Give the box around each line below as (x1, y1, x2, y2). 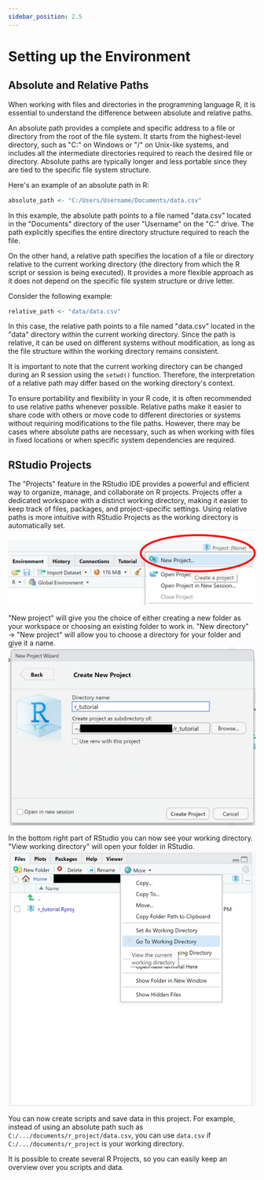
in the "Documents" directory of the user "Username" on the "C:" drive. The (8, 219, 254, 228)
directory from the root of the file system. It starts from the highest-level (8, 131, 242, 141)
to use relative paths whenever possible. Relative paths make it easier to (8, 402, 242, 412)
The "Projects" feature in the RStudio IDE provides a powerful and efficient (8, 480, 250, 489)
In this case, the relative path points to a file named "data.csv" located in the (8, 322, 255, 331)
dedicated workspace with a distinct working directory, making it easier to (8, 496, 247, 505)
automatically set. (8, 521, 65, 531)
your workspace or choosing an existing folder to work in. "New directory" (8, 621, 249, 630)
